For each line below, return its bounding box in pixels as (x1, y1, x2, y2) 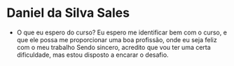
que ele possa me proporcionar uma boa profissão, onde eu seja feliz (16, 35, 218, 44)
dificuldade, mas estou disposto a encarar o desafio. (16, 51, 169, 59)
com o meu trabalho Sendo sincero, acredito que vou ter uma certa (16, 43, 211, 51)
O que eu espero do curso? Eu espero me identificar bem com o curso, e (16, 28, 227, 37)
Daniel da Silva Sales (6, 5, 130, 21)
